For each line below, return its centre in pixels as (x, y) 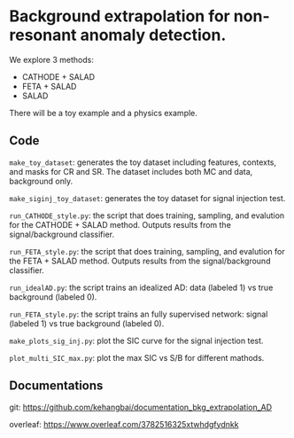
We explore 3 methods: (52, 59)
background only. (41, 181)
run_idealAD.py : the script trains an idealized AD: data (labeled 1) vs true (141, 287)
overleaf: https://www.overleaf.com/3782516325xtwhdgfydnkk (124, 424)
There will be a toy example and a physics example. (103, 113)
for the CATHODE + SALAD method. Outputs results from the (120, 224)
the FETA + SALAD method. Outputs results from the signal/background (140, 261)
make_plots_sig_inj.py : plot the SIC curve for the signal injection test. (136, 340)
